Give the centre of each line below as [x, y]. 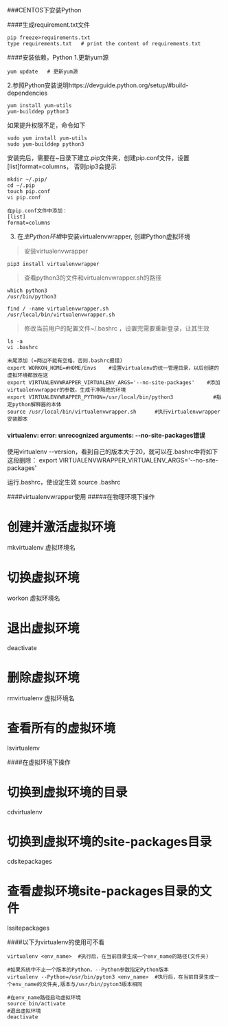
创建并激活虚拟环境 [61, 527]
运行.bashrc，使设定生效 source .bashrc [64, 482]
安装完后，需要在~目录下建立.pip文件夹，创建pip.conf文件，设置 [99, 158]
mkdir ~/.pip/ [27, 179]
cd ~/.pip [21, 186]
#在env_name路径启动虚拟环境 [44, 997]
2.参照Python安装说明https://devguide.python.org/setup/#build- [98, 85]
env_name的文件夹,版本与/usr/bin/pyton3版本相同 [77, 984]
